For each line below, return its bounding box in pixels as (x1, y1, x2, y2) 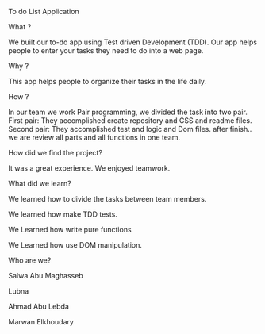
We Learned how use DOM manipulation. (8, 240, 143, 249)
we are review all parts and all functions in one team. (8, 132, 181, 142)
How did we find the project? (8, 148, 103, 157)
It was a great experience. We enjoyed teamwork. (8, 163, 171, 173)
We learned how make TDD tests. (8, 209, 117, 219)
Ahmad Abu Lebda (8, 301, 70, 311)
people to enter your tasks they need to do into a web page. (8, 46, 204, 55)
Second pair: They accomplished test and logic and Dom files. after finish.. (8, 125, 252, 133)
